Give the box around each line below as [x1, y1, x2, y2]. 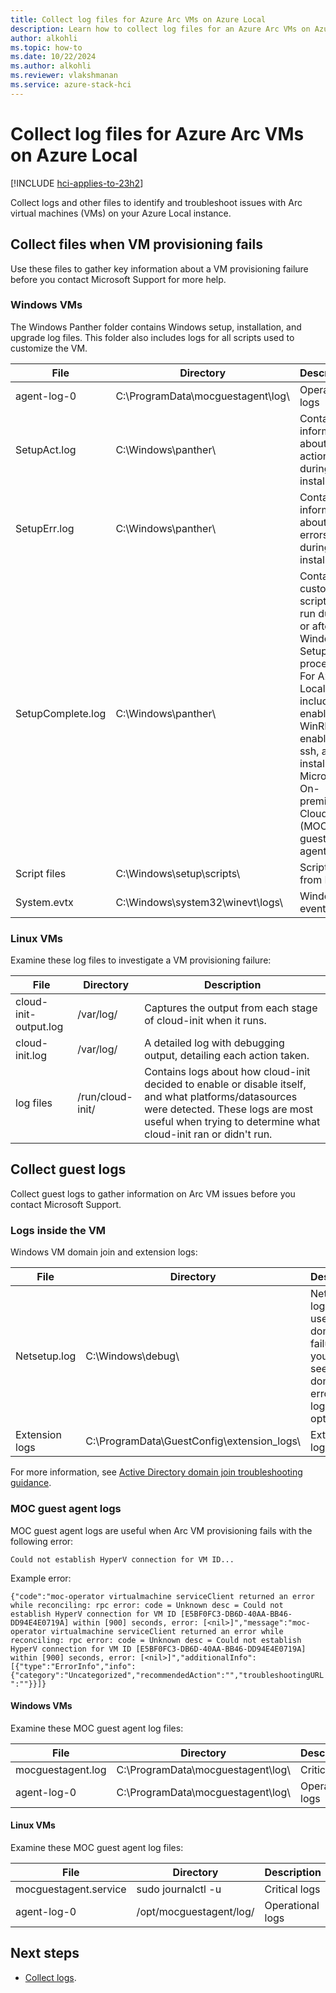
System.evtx [15, 895, 74, 909]
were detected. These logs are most [144, 1102, 314, 1116]
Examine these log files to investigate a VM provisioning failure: [10, 954, 272, 966]
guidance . [10, 1477, 52, 1489]
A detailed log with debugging [144, 1036, 285, 1050]
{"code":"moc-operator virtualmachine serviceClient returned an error [10, 1591, 315, 1601]
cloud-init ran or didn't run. [144, 1127, 273, 1141]
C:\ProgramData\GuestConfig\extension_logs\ [85, 1434, 302, 1448]
